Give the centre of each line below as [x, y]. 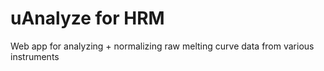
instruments [35, 56]
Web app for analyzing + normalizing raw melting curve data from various [162, 46]
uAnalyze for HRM [87, 18]
